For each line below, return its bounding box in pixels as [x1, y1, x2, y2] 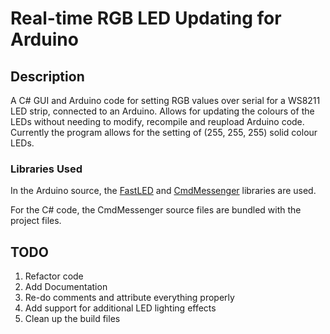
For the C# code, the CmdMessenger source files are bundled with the [10, 204, 302, 216]
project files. [10, 215, 62, 227]
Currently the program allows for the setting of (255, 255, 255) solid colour [10, 127, 318, 138]
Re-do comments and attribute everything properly [24, 292, 235, 304]
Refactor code [24, 270, 84, 282]
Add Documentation [24, 281, 108, 293]
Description [10, 68, 85, 85]
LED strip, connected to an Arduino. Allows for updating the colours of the [10, 105, 315, 117]
